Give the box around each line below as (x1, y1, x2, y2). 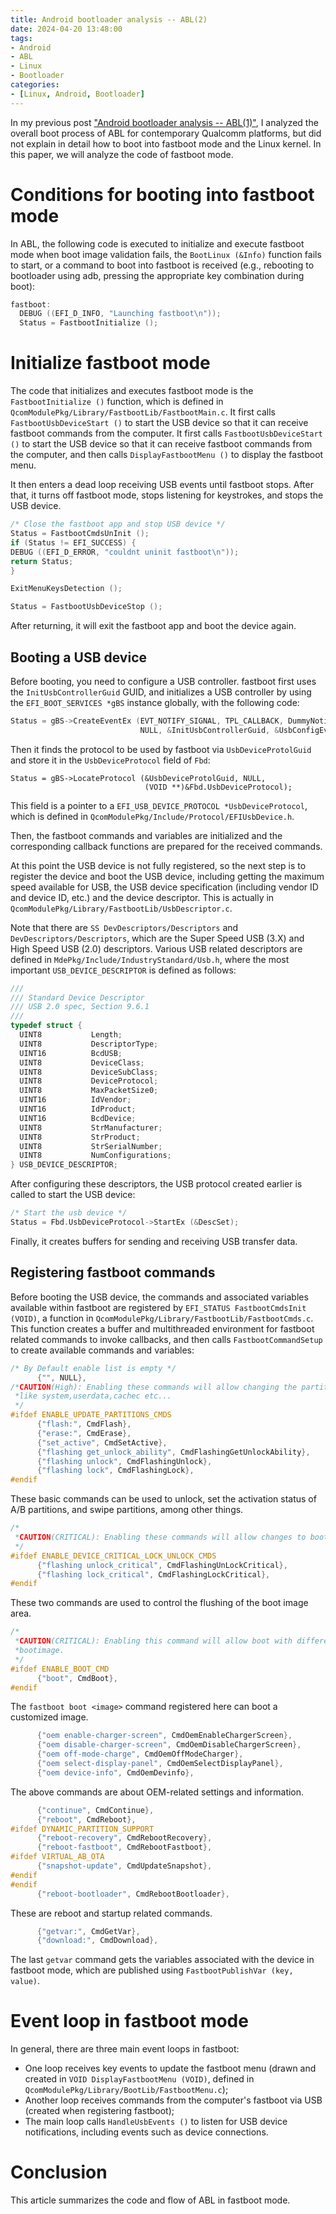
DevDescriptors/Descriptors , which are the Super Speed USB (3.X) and (10, 932, 305, 944)
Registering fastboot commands (10, 1264, 216, 1281)
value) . (10, 1975, 40, 1987)
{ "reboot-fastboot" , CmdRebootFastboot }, (36, 1842, 213, 1853)
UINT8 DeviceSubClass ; (19, 1067, 159, 1077)
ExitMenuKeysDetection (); (10, 584, 123, 594)
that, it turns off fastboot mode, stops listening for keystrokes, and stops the (10, 489, 324, 501)
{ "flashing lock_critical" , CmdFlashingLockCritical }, (36, 1569, 271, 1580)
